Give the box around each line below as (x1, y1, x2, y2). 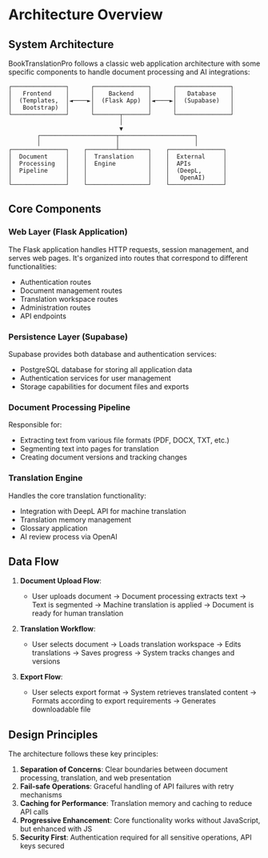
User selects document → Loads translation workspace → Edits (31, 639, 242, 649)
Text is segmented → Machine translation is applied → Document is (31, 600, 254, 610)
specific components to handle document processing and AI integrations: (8, 67, 250, 77)
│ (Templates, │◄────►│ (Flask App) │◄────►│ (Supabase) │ (8, 97, 234, 105)
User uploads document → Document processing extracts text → (31, 591, 246, 601)
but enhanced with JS (19, 824, 93, 834)
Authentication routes (19, 277, 92, 287)
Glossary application (19, 523, 88, 533)
